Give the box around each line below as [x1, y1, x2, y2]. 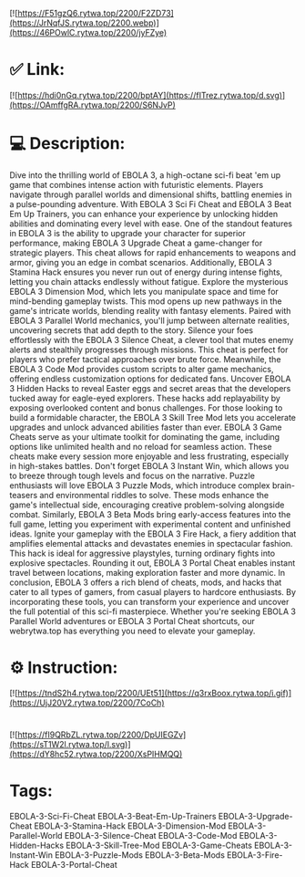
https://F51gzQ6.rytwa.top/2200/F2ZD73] [17, 8, 175, 18]
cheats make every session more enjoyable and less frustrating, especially [9, 451, 290, 462]
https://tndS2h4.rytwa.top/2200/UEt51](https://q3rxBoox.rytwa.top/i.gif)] [17, 687, 292, 698]
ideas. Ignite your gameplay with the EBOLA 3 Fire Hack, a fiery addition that [9, 528, 297, 539]
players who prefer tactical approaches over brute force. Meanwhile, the [9, 353, 281, 364]
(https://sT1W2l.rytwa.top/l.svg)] [9, 739, 131, 749]
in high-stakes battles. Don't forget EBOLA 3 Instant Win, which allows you [9, 460, 290, 471]
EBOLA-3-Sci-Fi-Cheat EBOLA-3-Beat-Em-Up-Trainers [9, 810, 217, 821]
